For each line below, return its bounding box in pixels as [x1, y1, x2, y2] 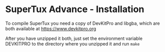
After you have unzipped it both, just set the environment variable [5, 35, 143, 41]
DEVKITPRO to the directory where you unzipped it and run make [5, 40, 140, 46]
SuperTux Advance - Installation [5, 4, 145, 15]
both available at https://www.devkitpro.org [5, 25, 97, 31]
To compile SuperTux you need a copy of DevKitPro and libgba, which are [5, 20, 160, 26]
